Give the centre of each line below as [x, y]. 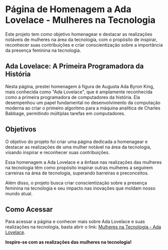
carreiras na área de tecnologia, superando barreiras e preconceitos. [77, 173]
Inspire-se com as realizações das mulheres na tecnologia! [69, 242]
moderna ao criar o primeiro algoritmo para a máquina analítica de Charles [83, 108]
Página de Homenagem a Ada [68, 9]
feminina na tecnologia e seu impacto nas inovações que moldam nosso [80, 188]
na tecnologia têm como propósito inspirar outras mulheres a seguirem [79, 167]
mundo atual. [19, 193]
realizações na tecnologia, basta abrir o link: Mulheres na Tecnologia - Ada [83, 227]
